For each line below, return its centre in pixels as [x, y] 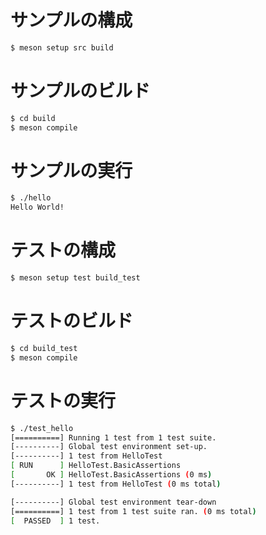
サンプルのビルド [80, 91]
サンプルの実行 [71, 170]
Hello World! [37, 207]
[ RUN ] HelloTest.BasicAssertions [96, 466]
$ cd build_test [44, 348]
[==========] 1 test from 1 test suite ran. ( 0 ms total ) [133, 511]
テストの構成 [63, 250]
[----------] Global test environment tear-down [113, 502]
